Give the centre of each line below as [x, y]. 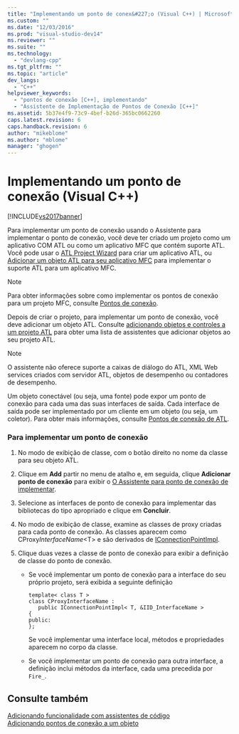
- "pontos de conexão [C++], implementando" [81, 100]
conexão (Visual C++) [73, 197]
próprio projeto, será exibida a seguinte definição [100, 582]
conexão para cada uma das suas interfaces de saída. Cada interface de [113, 404]
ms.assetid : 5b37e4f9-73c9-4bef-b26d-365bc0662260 [84, 113]
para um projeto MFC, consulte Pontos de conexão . [83, 303]
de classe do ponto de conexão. [65, 561]
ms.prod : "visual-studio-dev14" [55, 34]
